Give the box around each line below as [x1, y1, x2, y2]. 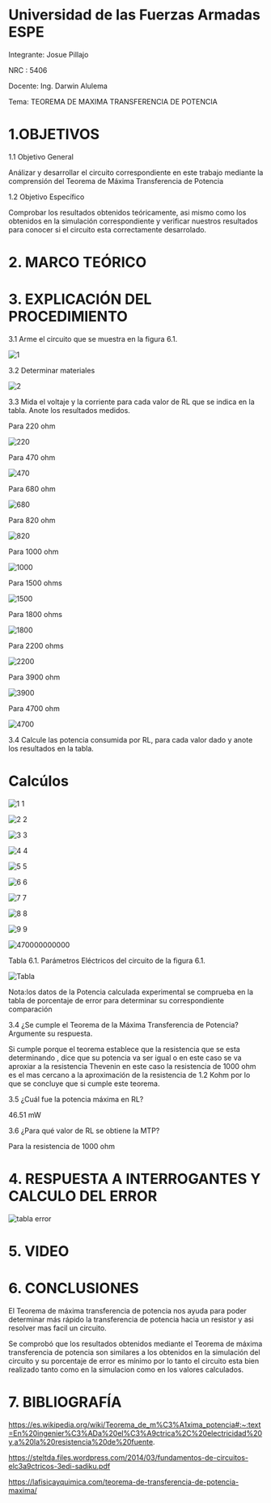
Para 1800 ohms [8, 610, 63, 619]
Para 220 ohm [8, 421, 56, 431]
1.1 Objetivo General [8, 151, 74, 161]
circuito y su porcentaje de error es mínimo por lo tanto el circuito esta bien [8, 1356, 260, 1365]
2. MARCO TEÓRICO [8, 253, 147, 272]
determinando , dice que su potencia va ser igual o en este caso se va [8, 1053, 242, 1062]
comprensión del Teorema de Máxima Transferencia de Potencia [8, 176, 224, 185]
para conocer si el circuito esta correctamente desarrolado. [8, 224, 207, 234]
